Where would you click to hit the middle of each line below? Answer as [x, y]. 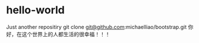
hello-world [36, 10]
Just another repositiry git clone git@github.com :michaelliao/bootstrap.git [97, 27]
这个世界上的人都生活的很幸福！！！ [66, 34]
